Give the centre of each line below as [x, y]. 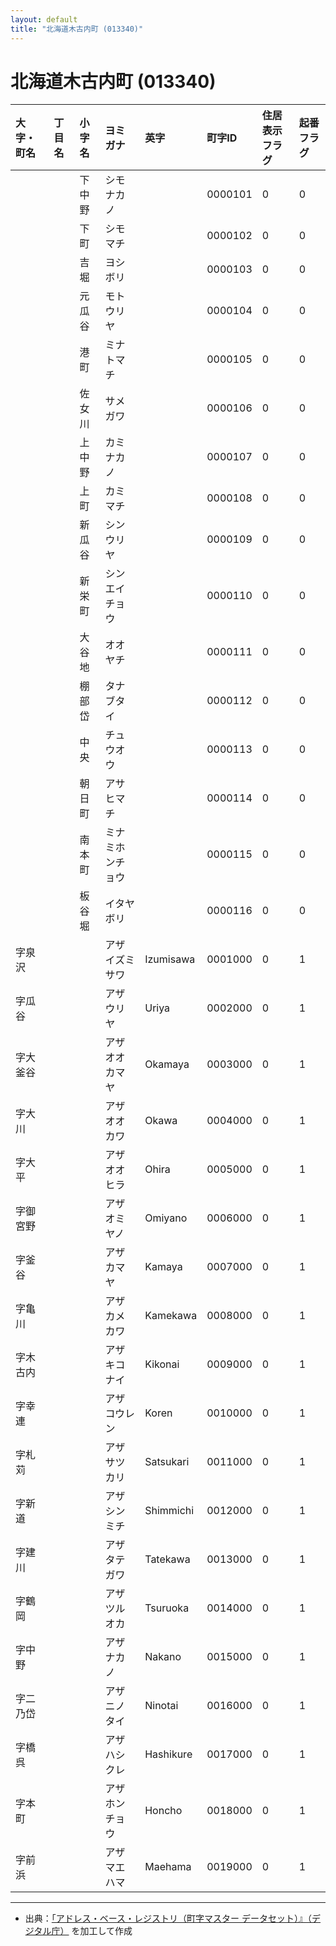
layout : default [44, 19]
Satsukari [167, 1462]
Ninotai [161, 1706]
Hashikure [168, 1754]
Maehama [168, 1867]
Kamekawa [171, 1316]
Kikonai [162, 1364]
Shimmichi [169, 1511]
